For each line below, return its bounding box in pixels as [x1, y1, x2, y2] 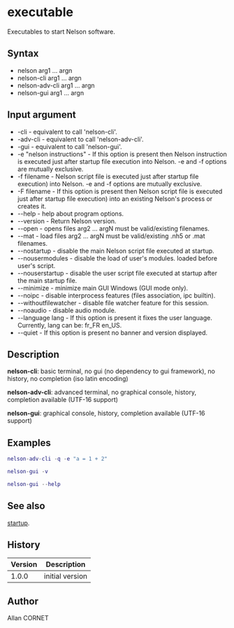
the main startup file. [17, 276, 78, 284]
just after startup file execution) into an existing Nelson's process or [17, 194, 213, 203]
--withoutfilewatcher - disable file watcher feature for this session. [17, 298, 209, 307]
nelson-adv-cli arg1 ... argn [17, 81, 95, 90]
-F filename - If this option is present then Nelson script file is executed [17, 187, 223, 195]
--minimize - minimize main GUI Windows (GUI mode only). [17, 284, 189, 292]
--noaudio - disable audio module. [17, 306, 117, 314]
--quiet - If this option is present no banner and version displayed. [17, 328, 208, 337]
